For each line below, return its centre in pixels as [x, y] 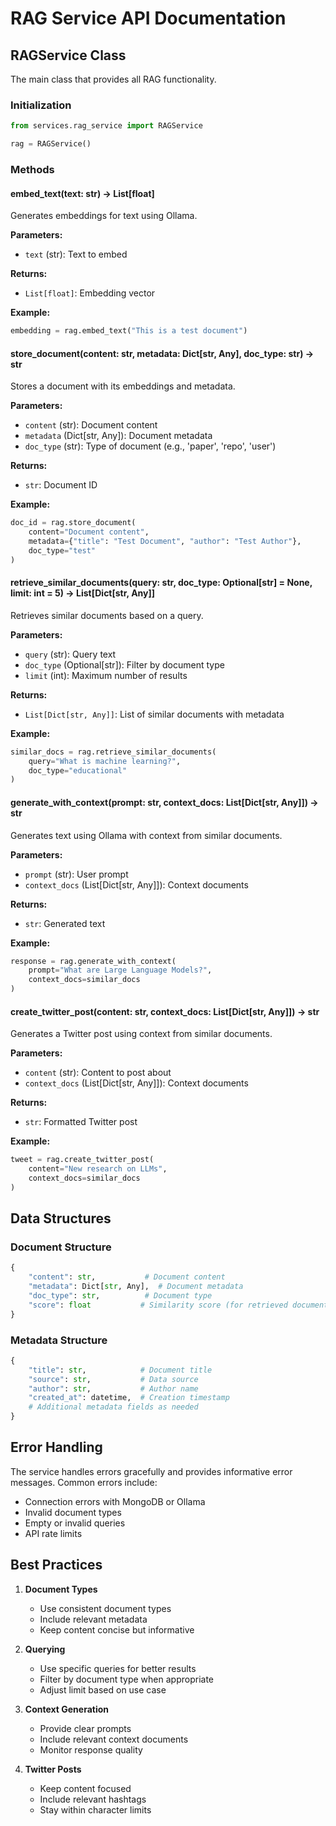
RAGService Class [68, 55]
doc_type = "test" [62, 550]
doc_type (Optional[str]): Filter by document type [124, 664]
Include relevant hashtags [93, 1799]
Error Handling [56, 1447]
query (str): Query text [70, 654]
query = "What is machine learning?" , [105, 761]
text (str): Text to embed [76, 254]
